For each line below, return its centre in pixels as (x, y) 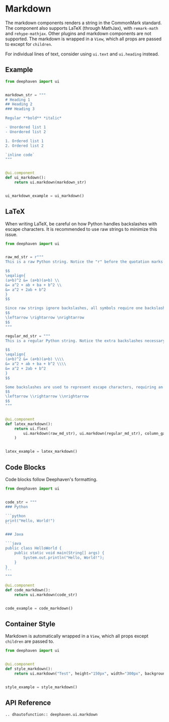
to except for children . (29, 44)
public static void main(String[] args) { (59, 553)
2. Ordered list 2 (24, 146)
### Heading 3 (20, 109)
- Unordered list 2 (26, 132)
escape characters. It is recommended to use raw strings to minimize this (81, 229)
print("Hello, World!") (30, 521)
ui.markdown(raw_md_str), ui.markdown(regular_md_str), (83, 433)
